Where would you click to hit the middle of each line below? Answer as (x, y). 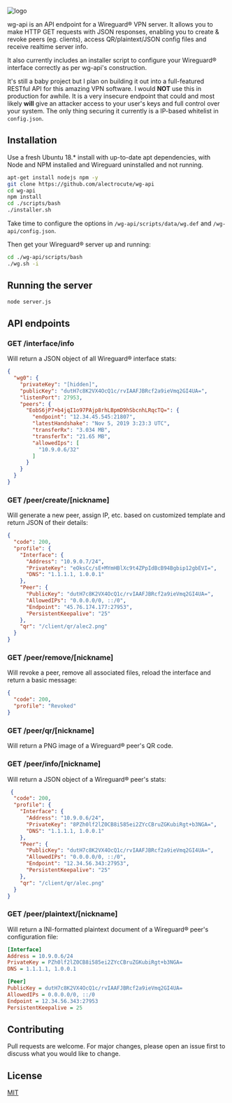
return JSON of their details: (48, 523)
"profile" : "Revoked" (45, 706)
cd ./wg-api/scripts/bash (45, 258)
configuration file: (32, 936)
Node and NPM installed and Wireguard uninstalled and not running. (106, 164)
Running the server (50, 286)
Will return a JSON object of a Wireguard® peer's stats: (87, 779)
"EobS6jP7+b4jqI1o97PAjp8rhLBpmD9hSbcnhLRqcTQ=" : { (102, 410)
